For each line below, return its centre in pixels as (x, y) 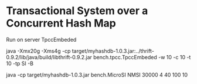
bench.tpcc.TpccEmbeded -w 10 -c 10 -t (142, 57)
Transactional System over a (77, 11)
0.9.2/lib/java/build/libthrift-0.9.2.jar (49, 57)
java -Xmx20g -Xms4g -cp (38, 51)
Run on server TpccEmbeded (41, 39)
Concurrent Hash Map (61, 23)
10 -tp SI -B (20, 63)
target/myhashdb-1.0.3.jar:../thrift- (113, 51)
